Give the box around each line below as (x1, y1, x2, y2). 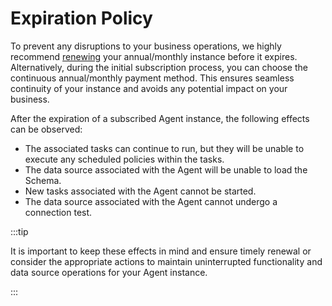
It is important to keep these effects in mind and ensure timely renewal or (10, 245, 312, 257)
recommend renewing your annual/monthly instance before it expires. (10, 50, 298, 62)
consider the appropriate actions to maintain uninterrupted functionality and (10, 255, 323, 267)
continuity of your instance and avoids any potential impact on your (10, 82, 288, 94)
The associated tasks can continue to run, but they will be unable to (24, 142, 305, 154)
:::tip (10, 225, 29, 237)
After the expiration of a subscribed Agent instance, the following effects (10, 112, 310, 124)
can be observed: (10, 123, 83, 135)
